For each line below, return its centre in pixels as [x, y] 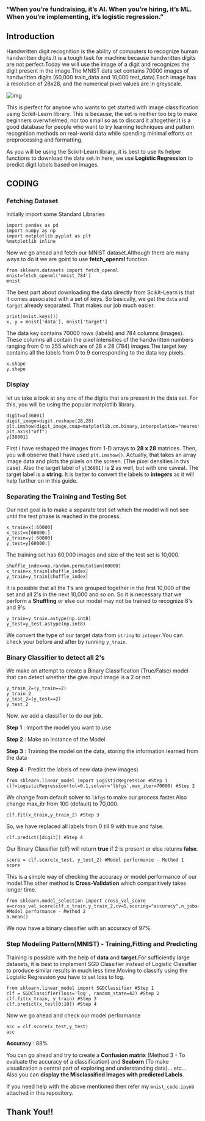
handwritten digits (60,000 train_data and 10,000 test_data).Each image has [101, 77]
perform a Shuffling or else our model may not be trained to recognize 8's [100, 601]
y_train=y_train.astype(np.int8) [49, 619]
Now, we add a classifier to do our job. [55, 716]
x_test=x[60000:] [28, 533]
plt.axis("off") [27, 431]
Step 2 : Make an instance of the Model [56, 740]
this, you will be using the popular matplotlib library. [71, 404]
